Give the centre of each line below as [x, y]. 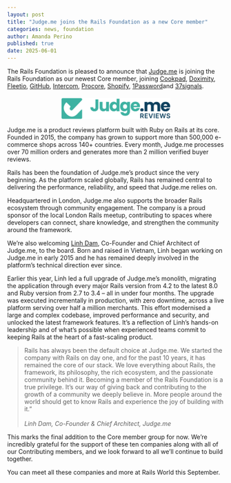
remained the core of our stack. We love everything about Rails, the [120, 364]
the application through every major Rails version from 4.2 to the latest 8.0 [113, 285]
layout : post [26, 14]
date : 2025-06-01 [32, 51]
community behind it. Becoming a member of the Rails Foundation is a [123, 380]
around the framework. [40, 229]
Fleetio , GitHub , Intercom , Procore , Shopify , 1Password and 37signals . [106, 86]
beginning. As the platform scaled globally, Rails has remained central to [110, 180]
